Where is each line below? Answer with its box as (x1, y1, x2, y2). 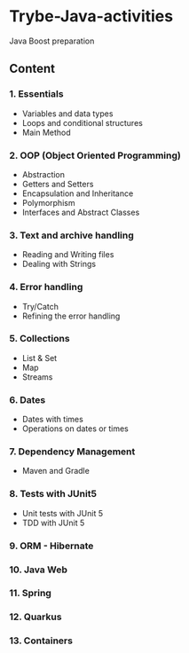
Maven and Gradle (21, 466, 91, 476)
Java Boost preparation (9, 35, 95, 46)
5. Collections (9, 333, 70, 345)
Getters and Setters (21, 178, 94, 189)
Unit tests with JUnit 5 (21, 507, 104, 518)
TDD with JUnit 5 (21, 517, 85, 528)
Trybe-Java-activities (9, 6, 174, 27)
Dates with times (21, 414, 84, 425)
